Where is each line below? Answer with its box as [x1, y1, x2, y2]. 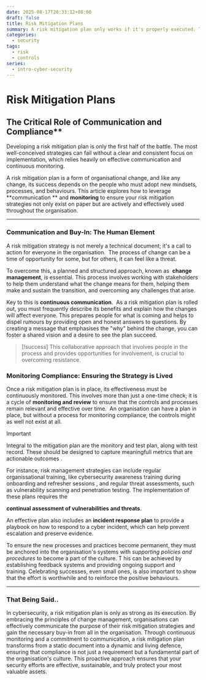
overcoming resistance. [21, 356, 81, 363]
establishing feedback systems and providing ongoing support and [6, 561, 176, 568]
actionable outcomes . [6, 455, 63, 462]
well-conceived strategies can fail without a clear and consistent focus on [6, 149, 193, 157]
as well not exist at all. [6, 418, 63, 425]
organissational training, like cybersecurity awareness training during [6, 473, 181, 480]
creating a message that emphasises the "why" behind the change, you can [6, 324, 198, 332]
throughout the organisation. [6, 207, 78, 214]
